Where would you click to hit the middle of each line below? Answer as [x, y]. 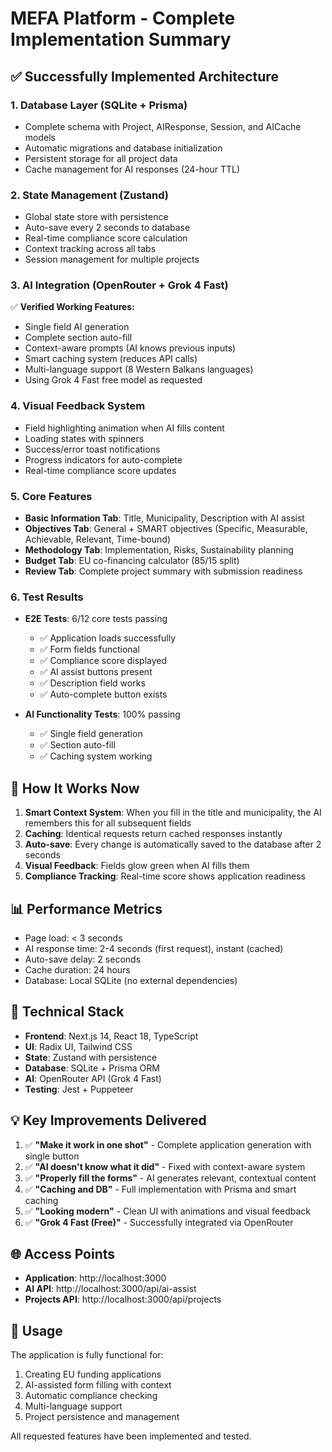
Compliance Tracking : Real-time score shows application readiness [165, 876]
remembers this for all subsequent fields [108, 823]
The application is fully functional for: [87, 1355]
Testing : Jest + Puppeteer [79, 1089]
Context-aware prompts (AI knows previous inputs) [130, 348]
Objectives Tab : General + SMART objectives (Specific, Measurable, [166, 529]
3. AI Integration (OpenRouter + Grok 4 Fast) [119, 285]
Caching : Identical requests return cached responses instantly [153, 834]
